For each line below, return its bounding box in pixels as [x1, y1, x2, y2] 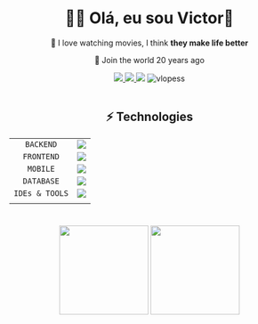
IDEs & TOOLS [13, 188, 69, 198]
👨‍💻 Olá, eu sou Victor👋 [65, 8, 234, 28]
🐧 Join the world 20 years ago [94, 54, 205, 65]
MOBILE [27, 164, 55, 174]
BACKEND [25, 139, 58, 150]
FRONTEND [22, 151, 60, 161]
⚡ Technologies [105, 109, 194, 125]
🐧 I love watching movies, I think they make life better [50, 37, 249, 48]
